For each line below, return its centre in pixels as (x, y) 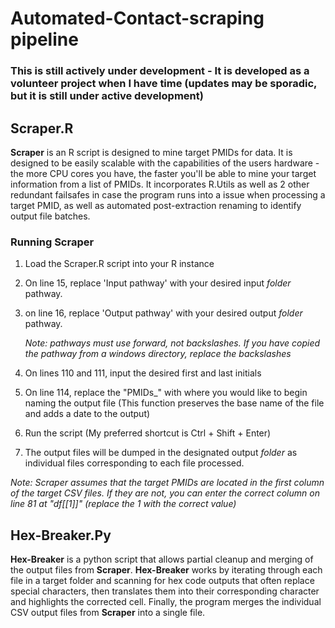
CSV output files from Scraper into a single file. (108, 613)
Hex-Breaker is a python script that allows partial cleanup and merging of (162, 559)
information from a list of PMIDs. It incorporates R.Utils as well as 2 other (160, 184)
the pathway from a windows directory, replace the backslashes (158, 354)
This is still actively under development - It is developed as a (160, 71)
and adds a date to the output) (87, 414)
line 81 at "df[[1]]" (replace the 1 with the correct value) (123, 504)
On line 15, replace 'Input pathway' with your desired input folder (158, 283)
